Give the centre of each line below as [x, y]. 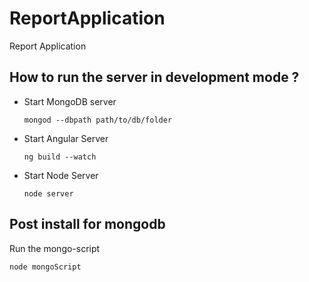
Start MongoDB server [70, 101]
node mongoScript [45, 267]
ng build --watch [60, 157]
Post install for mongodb [87, 224]
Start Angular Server [66, 138]
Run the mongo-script [55, 248]
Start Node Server [61, 175]
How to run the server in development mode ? [154, 77]
